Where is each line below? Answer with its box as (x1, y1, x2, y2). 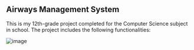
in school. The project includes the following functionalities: (6, 26, 151, 33)
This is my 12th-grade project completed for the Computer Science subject (6, 20, 188, 27)
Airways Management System (6, 5, 120, 15)
